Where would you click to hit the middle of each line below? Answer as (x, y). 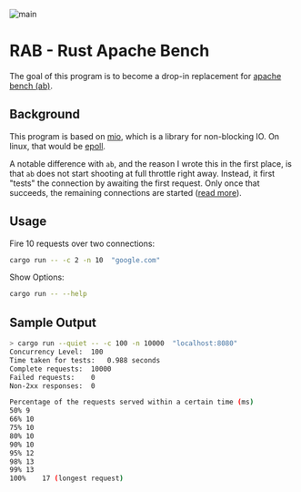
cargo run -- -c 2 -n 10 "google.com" (85, 260)
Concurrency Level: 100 (56, 352)
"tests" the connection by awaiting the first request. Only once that (135, 183)
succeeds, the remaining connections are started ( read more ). (126, 192)
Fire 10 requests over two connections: (82, 243)
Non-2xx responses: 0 (52, 386)
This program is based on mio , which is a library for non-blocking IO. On (145, 136)
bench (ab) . (31, 86)
